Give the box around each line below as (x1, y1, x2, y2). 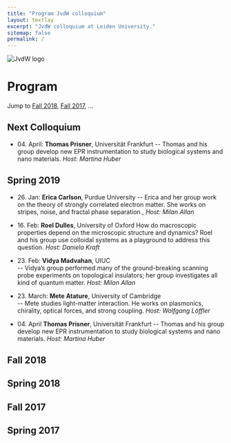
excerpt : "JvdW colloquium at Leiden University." (7, 23, 156, 30)
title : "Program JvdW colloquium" (7, 10, 107, 17)
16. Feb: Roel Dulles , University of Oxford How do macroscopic (17, 221, 197, 229)
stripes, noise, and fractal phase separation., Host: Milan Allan (17, 208, 194, 216)
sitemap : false (7, 29, 51, 37)
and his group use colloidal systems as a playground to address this (17, 235, 210, 244)
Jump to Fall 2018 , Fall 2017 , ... (7, 101, 94, 110)
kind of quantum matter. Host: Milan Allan (17, 278, 136, 286)
